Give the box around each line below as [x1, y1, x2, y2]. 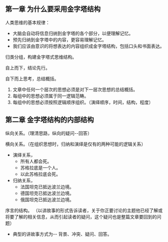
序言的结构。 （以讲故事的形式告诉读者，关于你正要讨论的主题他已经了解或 [5, 207, 163, 213]
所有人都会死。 [20, 158, 52, 164]
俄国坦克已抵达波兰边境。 [20, 196, 74, 203]
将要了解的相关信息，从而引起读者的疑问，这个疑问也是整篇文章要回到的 [5, 213, 157, 220]
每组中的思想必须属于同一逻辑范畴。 [12, 92, 89, 99]
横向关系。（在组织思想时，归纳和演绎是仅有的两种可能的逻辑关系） [5, 141, 146, 147]
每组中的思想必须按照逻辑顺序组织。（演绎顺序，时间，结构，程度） [12, 99, 154, 105]
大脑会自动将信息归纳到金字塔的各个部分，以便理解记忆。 [12, 30, 133, 36]
